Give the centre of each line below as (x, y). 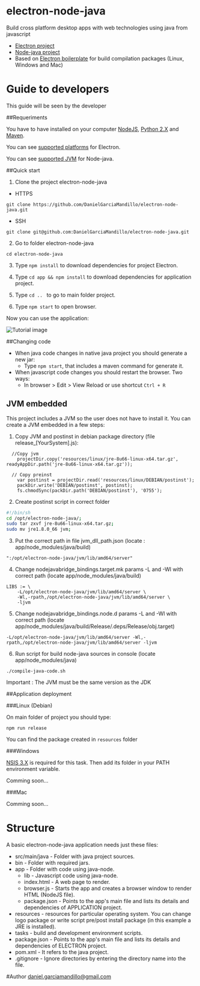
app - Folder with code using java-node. (65, 870)
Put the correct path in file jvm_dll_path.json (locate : (80, 541)
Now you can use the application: (47, 318)
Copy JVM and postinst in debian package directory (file (85, 436)
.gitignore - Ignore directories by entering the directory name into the (100, 958)
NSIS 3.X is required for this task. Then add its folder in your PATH (88, 763)
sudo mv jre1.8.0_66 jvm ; (38, 530)
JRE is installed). (35, 927)
